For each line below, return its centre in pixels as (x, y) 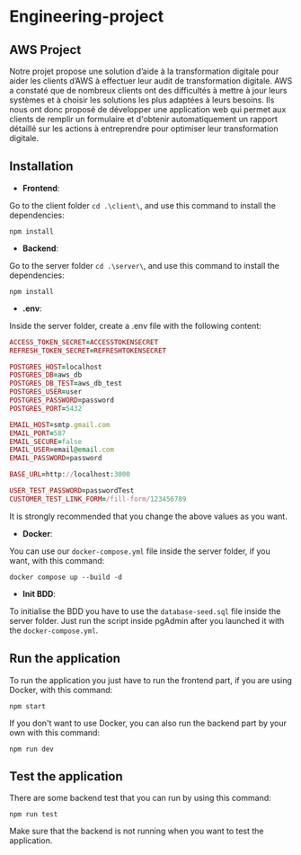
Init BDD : (39, 593)
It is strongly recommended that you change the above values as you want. (148, 516)
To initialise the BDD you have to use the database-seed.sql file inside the (145, 611)
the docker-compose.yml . (54, 630)
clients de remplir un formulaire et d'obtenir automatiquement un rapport (144, 119)
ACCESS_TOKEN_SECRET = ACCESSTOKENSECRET (84, 342)
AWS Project (45, 50)
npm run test (34, 815)
